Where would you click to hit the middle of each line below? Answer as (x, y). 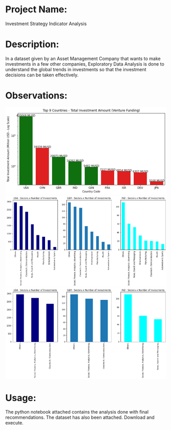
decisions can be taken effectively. (42, 75)
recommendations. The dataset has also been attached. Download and (80, 417)
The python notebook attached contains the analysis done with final (77, 412)
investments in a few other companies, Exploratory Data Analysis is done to (85, 64)
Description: (32, 44)
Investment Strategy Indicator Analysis (46, 24)
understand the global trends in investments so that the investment (76, 69)
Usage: (21, 398)
